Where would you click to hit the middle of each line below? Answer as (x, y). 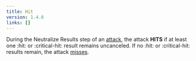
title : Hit (20, 12)
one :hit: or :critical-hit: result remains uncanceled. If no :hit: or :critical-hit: (98, 46)
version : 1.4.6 (25, 17)
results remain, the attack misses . (48, 52)
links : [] (19, 23)
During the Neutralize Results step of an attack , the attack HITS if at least (97, 40)
